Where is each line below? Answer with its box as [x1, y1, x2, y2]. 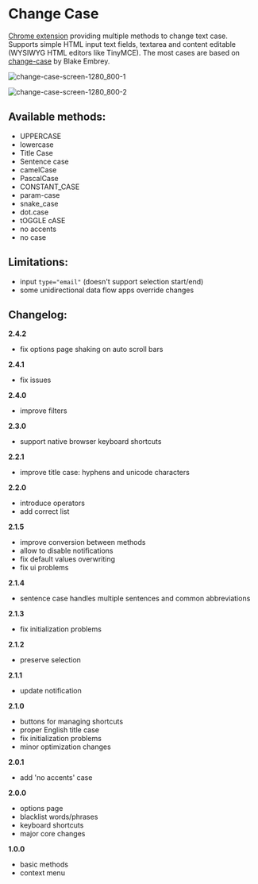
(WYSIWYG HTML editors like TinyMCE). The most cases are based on [8, 48, 241, 57]
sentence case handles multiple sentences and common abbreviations [19, 593, 251, 604]
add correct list [19, 507, 70, 516]
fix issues [19, 375, 52, 385]
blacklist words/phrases [19, 812, 98, 822]
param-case [19, 190, 60, 199]
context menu [19, 868, 66, 878]
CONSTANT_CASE [19, 182, 80, 191]
